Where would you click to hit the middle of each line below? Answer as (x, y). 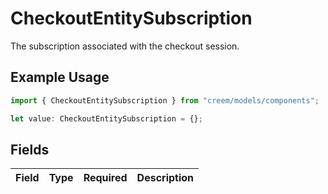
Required (105, 178)
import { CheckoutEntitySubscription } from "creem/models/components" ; (165, 100)
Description (165, 178)
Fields (30, 149)
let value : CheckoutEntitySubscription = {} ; (106, 118)
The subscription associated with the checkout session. (125, 46)
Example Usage (60, 77)
